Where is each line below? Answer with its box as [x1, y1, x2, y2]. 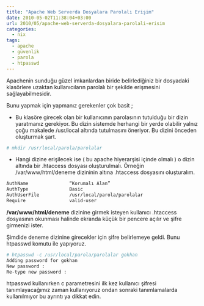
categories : [6, 26, 37, 32]
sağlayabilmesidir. [6, 90, 52, 97]
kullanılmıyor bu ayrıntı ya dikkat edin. [6, 293, 101, 300]
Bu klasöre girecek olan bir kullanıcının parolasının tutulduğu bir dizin [15, 114, 188, 121]
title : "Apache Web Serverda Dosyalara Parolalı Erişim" [6, 9, 155, 15]
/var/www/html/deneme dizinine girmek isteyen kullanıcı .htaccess [6, 208, 177, 216]
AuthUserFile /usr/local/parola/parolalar [6, 192, 144, 199]
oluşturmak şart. [15, 133, 57, 140]
